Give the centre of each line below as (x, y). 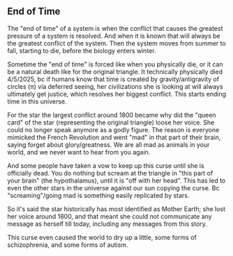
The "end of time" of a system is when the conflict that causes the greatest (115, 28)
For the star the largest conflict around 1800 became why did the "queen (112, 115)
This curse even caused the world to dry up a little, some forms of (102, 237)
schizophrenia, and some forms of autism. (68, 245)
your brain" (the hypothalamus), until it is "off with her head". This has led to (116, 180)
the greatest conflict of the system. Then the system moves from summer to (117, 43)
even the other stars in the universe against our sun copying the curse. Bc (113, 187)
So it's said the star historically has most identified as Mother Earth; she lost (116, 208)
